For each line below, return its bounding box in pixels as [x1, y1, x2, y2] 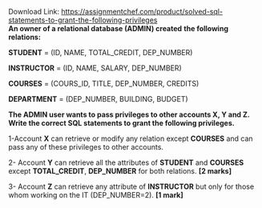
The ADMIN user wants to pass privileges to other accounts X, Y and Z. [8, 110, 250, 119]
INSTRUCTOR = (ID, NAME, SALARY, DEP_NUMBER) [8, 63, 182, 73]
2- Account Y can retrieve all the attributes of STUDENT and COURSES [8, 158, 244, 167]
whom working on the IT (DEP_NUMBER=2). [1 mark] [8, 190, 183, 199]
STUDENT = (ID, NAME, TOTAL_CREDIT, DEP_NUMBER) [8, 48, 193, 57]
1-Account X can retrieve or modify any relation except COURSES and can [8, 134, 254, 143]
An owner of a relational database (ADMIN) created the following [8, 24, 228, 33]
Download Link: [8, 7, 60, 16]
